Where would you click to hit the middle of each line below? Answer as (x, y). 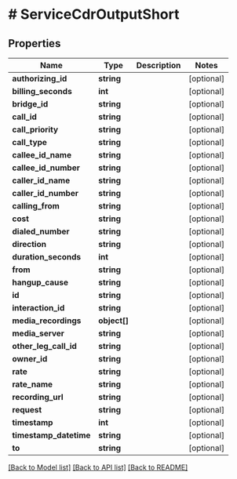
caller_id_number (45, 193)
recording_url (38, 397)
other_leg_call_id (44, 346)
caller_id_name (41, 180)
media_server (38, 333)
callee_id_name (42, 155)
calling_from (36, 206)
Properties (35, 44)
